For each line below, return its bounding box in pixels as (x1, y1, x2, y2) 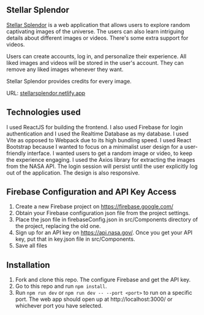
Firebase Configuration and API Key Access (6, 187, 176, 197)
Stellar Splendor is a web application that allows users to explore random (6, 21, 191, 28)
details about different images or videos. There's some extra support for (6, 34, 189, 42)
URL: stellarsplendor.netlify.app (6, 89, 86, 97)
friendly (6, 150, 26, 157)
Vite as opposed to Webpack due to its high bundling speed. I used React (6, 136, 192, 143)
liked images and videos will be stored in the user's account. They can (6, 59, 184, 66)
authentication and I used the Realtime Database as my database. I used (6, 130, 189, 137)
